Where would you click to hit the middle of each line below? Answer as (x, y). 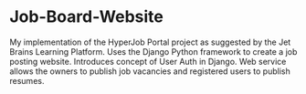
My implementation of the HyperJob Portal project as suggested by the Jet (150, 42)
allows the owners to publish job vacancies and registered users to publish (150, 71)
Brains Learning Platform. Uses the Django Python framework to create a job (153, 51)
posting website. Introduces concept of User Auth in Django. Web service (148, 61)
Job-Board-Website (87, 17)
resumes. (27, 80)
